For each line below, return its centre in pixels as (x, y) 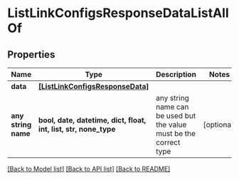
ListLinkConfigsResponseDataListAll (118, 13)
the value (171, 125)
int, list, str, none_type (77, 129)
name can (172, 107)
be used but (176, 116)
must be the (175, 133)
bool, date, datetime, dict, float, (92, 120)
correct (168, 142)
